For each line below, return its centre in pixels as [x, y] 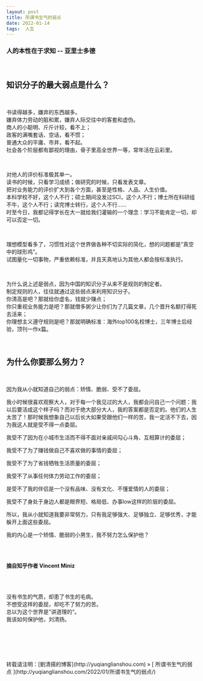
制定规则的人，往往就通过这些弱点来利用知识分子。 [70, 292]
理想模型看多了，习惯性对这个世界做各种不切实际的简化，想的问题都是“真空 [100, 245]
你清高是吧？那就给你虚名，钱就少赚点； [56, 299]
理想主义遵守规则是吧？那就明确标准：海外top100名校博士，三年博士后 [99, 322]
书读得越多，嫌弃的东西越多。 [43, 112]
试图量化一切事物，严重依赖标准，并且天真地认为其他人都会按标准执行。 [96, 260]
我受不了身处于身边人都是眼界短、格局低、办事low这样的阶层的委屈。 [93, 502]
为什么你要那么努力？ [46, 362]
